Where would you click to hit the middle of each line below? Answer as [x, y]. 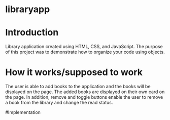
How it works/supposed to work [74, 72]
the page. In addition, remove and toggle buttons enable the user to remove [84, 97]
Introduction [32, 33]
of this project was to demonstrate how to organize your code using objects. [85, 52]
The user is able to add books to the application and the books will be [78, 87]
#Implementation [23, 112]
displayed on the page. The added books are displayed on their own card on [85, 92]
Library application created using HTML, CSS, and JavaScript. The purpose [84, 47]
